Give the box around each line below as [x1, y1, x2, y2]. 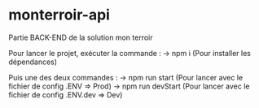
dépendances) [8, 57, 58, 67]
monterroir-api [8, 6, 110, 24]
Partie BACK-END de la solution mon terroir [8, 32, 153, 42]
